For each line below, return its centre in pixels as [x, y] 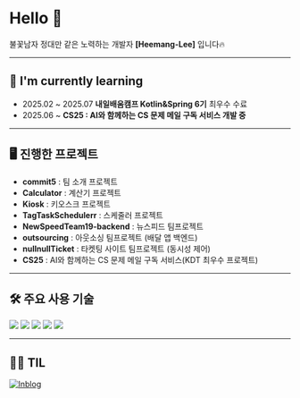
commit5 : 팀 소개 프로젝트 [70, 182]
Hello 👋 [36, 18]
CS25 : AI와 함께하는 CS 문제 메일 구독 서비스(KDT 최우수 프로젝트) [140, 259]
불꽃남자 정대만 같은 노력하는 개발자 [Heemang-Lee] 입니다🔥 [117, 44]
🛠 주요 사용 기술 [52, 299]
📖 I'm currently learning [76, 81]
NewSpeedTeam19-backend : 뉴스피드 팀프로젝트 [112, 226]
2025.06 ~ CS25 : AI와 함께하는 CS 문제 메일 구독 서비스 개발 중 [134, 114]
